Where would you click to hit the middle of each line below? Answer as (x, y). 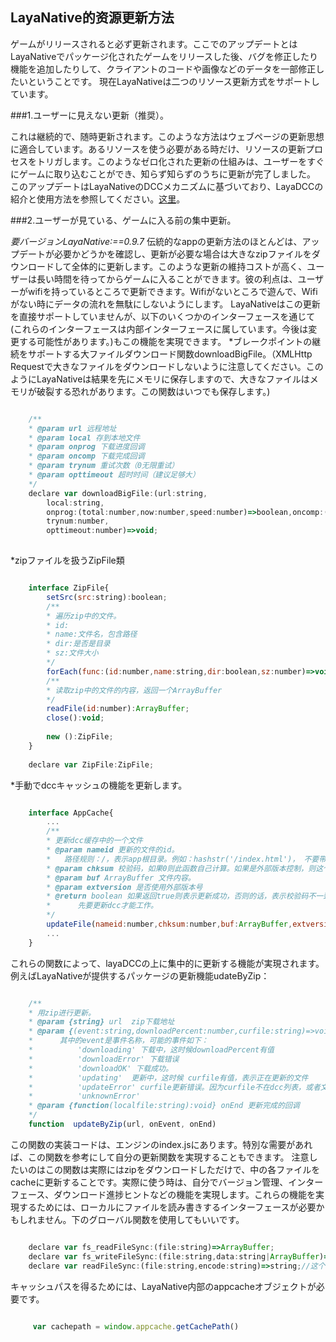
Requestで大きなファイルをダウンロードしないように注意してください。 (158, 366)
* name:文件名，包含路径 (92, 634)
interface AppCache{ (71, 813)
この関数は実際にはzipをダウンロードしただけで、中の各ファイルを (182, 1169)
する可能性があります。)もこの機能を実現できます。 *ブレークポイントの (165, 341)
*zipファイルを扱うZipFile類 (67, 560)
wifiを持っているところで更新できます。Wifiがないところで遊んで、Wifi (172, 291)
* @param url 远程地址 (72, 428)
